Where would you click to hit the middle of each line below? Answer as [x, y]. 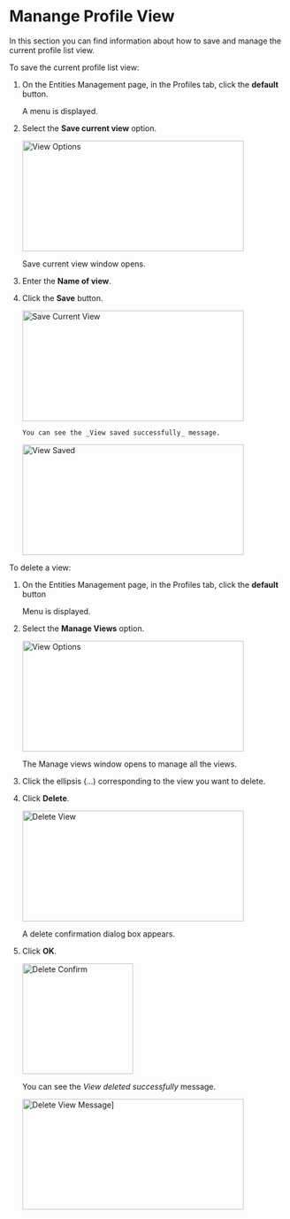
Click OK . [39, 951]
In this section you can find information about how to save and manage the [145, 41]
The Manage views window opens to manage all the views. [129, 764]
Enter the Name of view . [67, 281]
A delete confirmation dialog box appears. [98, 934]
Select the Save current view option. [89, 128]
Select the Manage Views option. [83, 628]
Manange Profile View [92, 16]
